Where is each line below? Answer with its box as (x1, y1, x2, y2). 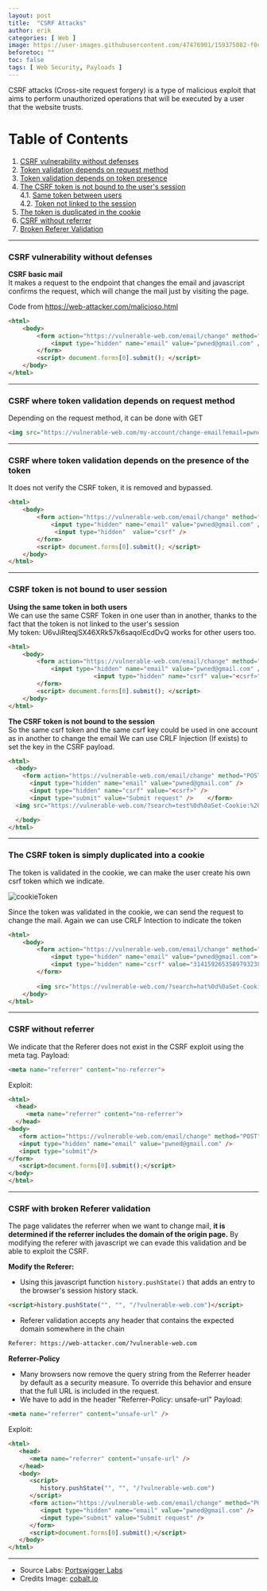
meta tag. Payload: (8, 1050, 70, 1059)
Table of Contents (8, 130, 129, 148)
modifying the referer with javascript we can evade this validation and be (8, 1238, 247, 1248)
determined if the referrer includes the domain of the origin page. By (8, 1230, 239, 1239)
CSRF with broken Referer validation (8, 1203, 151, 1215)
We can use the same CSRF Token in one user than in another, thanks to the (8, 610, 257, 620)
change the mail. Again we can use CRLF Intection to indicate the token (8, 915, 242, 925)
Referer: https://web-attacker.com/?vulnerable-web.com (8, 1339, 197, 1347)
